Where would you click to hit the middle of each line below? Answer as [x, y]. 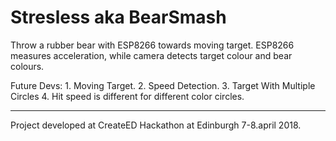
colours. [27, 66]
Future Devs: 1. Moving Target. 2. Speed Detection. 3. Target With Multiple [163, 85]
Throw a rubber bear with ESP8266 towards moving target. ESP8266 [152, 45]
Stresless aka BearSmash [118, 17]
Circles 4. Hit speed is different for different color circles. [127, 96]
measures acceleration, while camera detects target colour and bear [151, 55]
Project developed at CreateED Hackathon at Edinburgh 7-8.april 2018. [156, 125]
